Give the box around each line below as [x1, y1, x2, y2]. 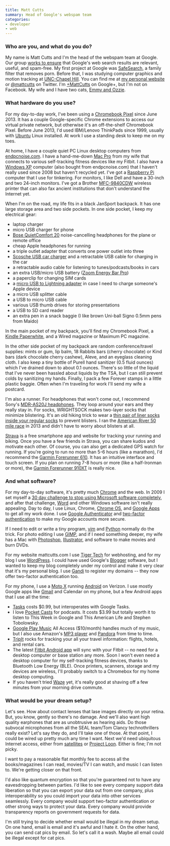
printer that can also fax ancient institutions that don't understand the [5, 185, 150, 191]
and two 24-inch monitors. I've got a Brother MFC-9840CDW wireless [5, 180, 152, 186]
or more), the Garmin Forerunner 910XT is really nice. [5, 465, 116, 471]
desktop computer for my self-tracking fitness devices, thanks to [12, 658, 148, 664]
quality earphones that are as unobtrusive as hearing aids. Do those [5, 719, 147, 725]
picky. [5, 746, 18, 752]
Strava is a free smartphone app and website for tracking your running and [5, 433, 161, 439]
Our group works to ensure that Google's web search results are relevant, [5, 60, 158, 66]
